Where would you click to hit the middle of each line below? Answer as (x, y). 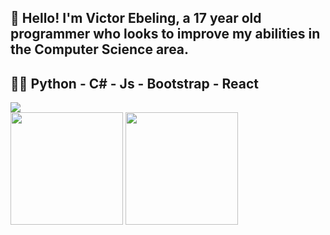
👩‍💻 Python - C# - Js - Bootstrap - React (135, 83)
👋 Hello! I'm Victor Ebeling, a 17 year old (136, 18)
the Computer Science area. (100, 49)
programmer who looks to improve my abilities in (165, 34)
